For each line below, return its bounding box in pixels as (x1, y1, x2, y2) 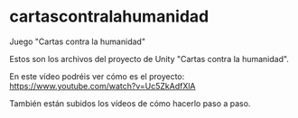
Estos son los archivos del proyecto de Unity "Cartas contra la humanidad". (9, 53, 289, 64)
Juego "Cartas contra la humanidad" (9, 36, 146, 47)
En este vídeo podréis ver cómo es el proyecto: (9, 70, 185, 82)
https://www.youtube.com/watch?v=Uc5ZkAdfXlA (9, 80, 196, 91)
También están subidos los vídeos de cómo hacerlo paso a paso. (9, 97, 251, 109)
